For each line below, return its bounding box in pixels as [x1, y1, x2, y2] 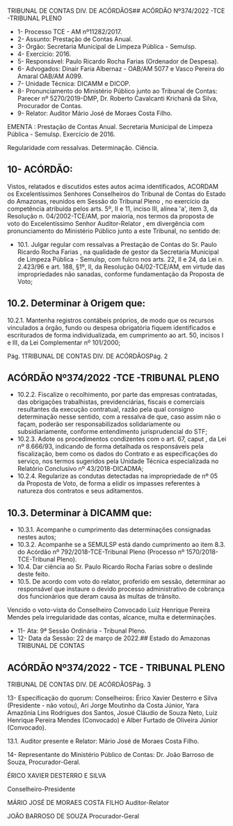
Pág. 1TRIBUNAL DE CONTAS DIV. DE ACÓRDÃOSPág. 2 [7, 352, 168, 360]
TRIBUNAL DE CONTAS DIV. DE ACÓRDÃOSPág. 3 [7, 680, 152, 689]
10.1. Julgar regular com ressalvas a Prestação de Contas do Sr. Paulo [17, 240, 217, 248]
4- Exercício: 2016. [17, 50, 72, 58]
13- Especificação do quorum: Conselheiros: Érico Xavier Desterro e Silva [7, 694, 218, 703]
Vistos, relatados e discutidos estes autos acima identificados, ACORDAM [7, 182, 219, 190]
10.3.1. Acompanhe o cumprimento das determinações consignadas [17, 525, 211, 534]
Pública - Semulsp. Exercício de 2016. [7, 130, 115, 138]
